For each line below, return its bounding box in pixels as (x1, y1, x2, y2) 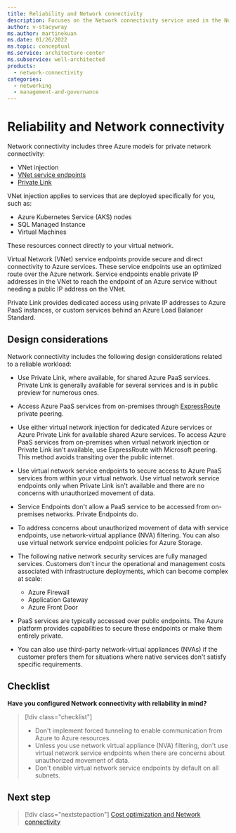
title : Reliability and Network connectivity (7, 10, 143, 18)
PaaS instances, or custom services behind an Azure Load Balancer (7, 306, 204, 315)
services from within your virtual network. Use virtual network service (17, 473, 220, 482)
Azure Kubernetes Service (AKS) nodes (17, 213, 132, 221)
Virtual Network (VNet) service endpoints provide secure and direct (7, 255, 203, 263)
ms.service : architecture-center (7, 50, 105, 57)
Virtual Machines (17, 228, 67, 236)
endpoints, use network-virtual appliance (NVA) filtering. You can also (17, 531, 220, 539)
